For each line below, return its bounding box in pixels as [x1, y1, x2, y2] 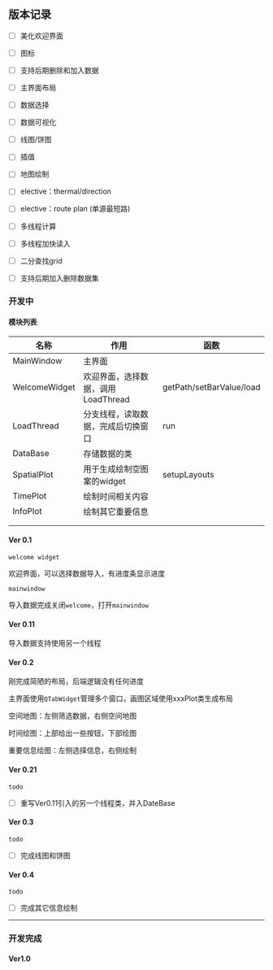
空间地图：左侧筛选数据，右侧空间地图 [8, 711, 136, 721]
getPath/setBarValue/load [162, 381, 261, 393]
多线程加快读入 [19, 238, 71, 248]
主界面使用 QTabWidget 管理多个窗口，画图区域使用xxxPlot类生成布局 [8, 694, 233, 703]
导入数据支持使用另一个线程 [8, 638, 102, 648]
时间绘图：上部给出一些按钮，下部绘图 [8, 729, 136, 738]
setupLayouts [162, 468, 214, 480]
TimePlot [12, 490, 47, 502]
